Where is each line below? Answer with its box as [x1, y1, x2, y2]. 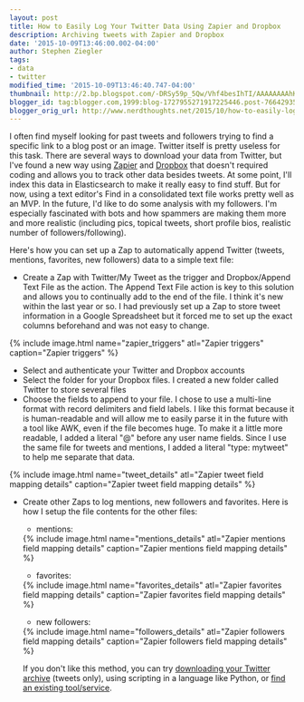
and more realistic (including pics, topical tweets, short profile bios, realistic [9, 218, 291, 229]
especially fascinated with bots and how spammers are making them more [9, 208, 287, 219]
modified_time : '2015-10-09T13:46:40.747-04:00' [9, 81, 196, 90]
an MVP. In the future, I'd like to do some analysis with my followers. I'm [9, 199, 278, 210]
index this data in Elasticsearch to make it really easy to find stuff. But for [9, 179, 280, 190]
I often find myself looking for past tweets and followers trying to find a [9, 131, 274, 141]
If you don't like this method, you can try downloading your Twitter [22, 663, 271, 674]
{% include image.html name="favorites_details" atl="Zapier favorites [22, 580, 282, 590]
